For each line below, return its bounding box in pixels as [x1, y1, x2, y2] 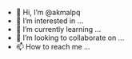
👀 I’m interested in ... [15, 16, 84, 26]
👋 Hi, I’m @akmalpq [15, 8, 81, 17]
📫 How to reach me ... [15, 42, 90, 51]
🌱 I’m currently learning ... [15, 25, 102, 33]
